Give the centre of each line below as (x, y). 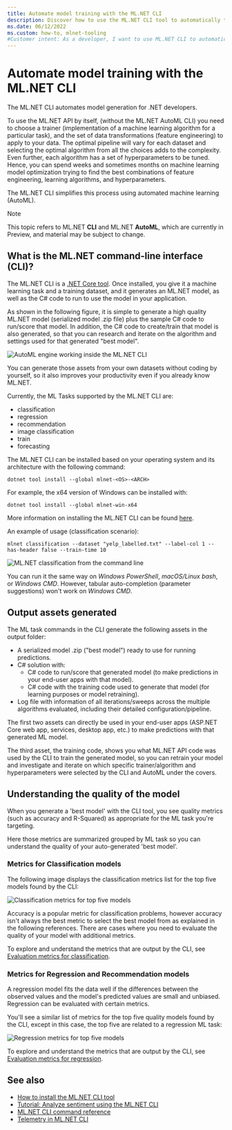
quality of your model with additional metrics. (71, 935)
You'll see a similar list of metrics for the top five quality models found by (111, 1017)
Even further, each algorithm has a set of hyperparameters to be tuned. (108, 158)
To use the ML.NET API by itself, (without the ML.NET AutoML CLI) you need (116, 121)
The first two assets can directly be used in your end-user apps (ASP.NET (112, 722)
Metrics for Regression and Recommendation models (98, 974)
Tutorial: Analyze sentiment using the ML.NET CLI (88, 1104)
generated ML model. (38, 737)
